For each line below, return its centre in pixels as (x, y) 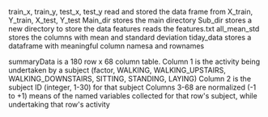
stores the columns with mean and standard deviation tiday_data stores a (130, 37)
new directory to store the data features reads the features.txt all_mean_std (134, 29)
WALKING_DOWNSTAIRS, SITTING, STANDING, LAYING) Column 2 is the (130, 79)
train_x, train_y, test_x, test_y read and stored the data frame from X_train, (131, 12)
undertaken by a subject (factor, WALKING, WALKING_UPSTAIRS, (117, 70)
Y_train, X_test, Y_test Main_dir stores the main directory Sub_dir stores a (130, 20)
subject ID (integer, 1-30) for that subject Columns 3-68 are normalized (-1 (132, 87)
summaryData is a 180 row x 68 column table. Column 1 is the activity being (134, 61)
